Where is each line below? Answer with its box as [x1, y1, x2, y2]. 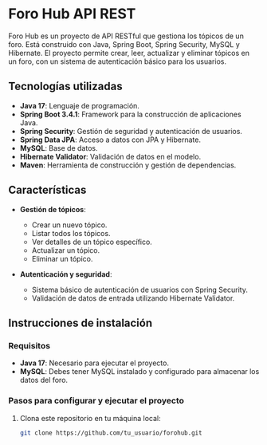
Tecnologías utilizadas [8, 80, 123, 93]
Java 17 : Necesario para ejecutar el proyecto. [19, 358, 170, 368]
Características [8, 183, 87, 197]
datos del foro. [19, 376, 69, 385]
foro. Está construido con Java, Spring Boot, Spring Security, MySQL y [8, 39, 241, 49]
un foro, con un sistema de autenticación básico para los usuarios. [8, 57, 227, 66]
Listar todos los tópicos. [31, 228, 111, 238]
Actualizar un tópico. [31, 245, 100, 255]
